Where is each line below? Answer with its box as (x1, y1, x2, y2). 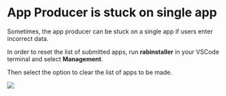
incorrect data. (7, 34, 49, 42)
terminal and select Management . (7, 54, 103, 63)
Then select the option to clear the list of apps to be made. (7, 68, 173, 76)
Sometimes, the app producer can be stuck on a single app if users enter (7, 27, 214, 35)
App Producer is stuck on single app (7, 5, 217, 20)
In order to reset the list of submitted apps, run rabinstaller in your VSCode (7, 48, 220, 56)
